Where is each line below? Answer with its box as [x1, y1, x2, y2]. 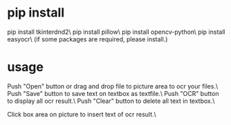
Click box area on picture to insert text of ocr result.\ [7, 110, 157, 118]
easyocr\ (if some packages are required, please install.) [7, 35, 168, 43]
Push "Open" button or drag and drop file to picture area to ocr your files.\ [7, 81, 219, 90]
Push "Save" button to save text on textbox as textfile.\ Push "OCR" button [7, 89, 219, 97]
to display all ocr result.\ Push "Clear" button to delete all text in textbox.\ [7, 97, 215, 105]
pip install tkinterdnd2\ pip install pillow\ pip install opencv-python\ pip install [7, 28, 225, 36]
